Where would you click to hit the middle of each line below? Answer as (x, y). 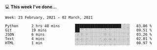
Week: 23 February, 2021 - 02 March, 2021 (49, 17)
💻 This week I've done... (31, 7)
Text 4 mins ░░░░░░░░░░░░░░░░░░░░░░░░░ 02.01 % (78, 39)
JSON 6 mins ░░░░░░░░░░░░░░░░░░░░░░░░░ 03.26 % (78, 34)
